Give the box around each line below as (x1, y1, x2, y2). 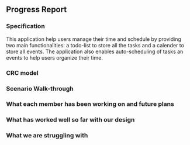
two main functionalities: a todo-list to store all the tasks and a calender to (6, 42, 184, 49)
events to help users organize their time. (6, 54, 103, 61)
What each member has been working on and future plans (6, 100, 174, 108)
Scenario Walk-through (6, 84, 74, 92)
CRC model (6, 68, 39, 77)
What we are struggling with (6, 132, 88, 140)
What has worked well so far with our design (6, 116, 135, 124)
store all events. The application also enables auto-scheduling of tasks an (6, 48, 184, 55)
